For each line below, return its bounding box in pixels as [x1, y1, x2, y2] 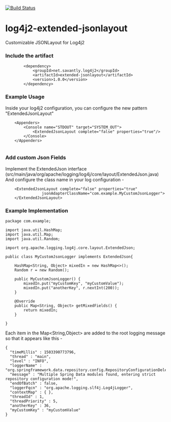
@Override [14, 299, 36, 304]
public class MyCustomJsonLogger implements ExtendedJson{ [5, 255, 133, 260]
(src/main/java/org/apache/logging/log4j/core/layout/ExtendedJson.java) [5, 171, 159, 177]
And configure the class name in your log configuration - [5, 176, 124, 183]
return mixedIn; [23, 308, 58, 313]
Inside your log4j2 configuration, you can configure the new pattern [5, 105, 148, 111]
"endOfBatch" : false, [10, 381, 58, 386]
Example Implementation [5, 207, 69, 214]
